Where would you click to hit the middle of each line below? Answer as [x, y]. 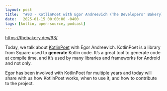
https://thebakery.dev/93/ [32, 38]
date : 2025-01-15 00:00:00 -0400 [42, 19]
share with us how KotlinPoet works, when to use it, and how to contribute [81, 78]
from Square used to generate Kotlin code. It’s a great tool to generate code [83, 53]
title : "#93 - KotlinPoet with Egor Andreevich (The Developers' [75, 14]
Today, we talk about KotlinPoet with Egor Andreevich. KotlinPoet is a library [83, 47]
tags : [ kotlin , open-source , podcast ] [45, 24]
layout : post [19, 10]
